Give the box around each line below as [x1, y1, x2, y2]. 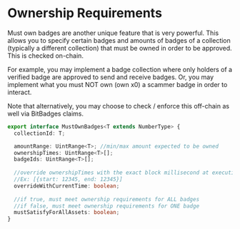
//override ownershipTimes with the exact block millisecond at [14, 169, 209, 176]
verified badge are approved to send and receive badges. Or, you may [7, 73, 214, 81]
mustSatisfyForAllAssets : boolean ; [14, 209, 120, 216]
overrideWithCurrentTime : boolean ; [14, 182, 120, 190]
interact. [7, 88, 32, 96]
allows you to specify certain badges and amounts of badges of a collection [7, 36, 231, 44]
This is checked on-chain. [7, 51, 84, 60]
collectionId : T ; [14, 130, 66, 137]
